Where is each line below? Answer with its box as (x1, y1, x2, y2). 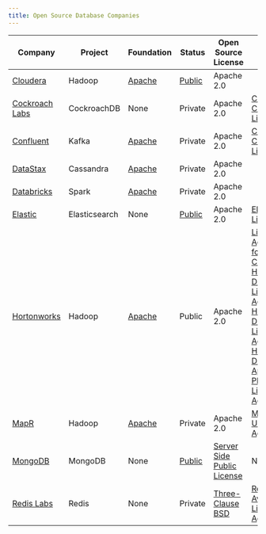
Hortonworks (12, 311, 61, 322)
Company (17, 47, 55, 58)
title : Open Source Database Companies (8, 11, 140, 20)
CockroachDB (68, 102, 121, 113)
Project (80, 47, 108, 58)
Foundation (127, 47, 173, 58)
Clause (213, 498, 240, 509)
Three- (213, 488, 241, 499)
